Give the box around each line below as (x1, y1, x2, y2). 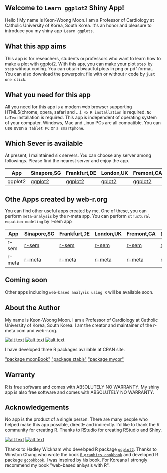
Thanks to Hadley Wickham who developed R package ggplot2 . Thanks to (5, 446, 157, 452)
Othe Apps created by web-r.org (5, 195, 108, 203)
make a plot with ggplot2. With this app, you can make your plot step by (5, 61, 153, 67)
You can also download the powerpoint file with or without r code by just (5, 71, 155, 77)
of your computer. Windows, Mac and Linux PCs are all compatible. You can (5, 120, 161, 126)
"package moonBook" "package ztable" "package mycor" (5, 356, 124, 362)
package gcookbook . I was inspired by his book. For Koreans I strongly (5, 457, 148, 463)
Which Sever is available (5, 139, 83, 148)
